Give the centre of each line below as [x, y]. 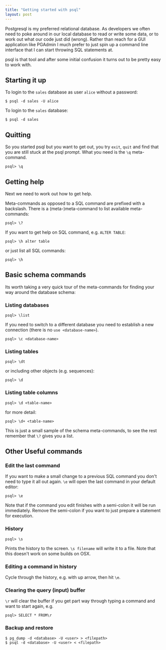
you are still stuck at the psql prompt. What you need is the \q [68, 152]
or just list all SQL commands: [35, 250]
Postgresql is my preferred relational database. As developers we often [78, 28]
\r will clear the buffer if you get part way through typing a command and [80, 601]
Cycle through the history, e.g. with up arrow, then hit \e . [63, 577]
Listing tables [22, 351]
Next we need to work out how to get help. [49, 193]
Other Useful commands [44, 451]
